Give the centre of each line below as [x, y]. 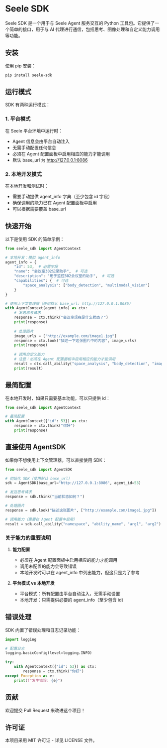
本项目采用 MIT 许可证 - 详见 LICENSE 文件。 [51, 741]
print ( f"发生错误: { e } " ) [38, 680]
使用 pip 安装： [21, 66]
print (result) [29, 368]
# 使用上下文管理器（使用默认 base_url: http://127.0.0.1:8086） [69, 304]
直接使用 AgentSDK [36, 447]
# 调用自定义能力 [29, 355]
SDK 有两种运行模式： [28, 105]
